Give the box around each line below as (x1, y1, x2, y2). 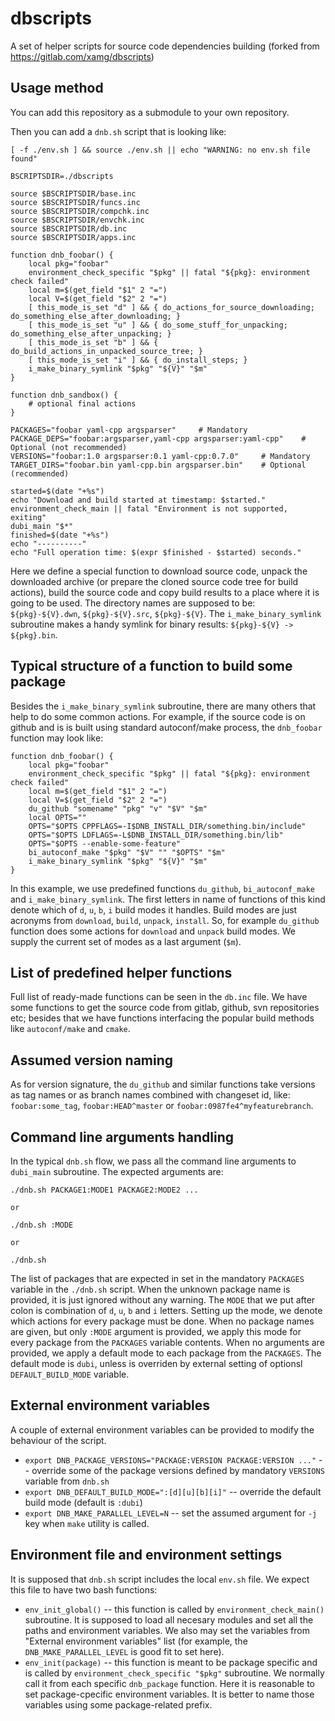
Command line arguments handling (10, 1128, 235, 1146)
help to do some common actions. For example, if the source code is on (10, 710, 306, 722)
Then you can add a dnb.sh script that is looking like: (10, 125, 227, 137)
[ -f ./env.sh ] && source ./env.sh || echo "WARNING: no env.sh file (10, 145, 311, 155)
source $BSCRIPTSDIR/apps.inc (10, 232, 137, 242)
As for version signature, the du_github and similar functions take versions (10, 1078, 316, 1091)
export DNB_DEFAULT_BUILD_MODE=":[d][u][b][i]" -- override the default (24, 1485, 322, 1497)
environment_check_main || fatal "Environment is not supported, (10, 503, 288, 514)
